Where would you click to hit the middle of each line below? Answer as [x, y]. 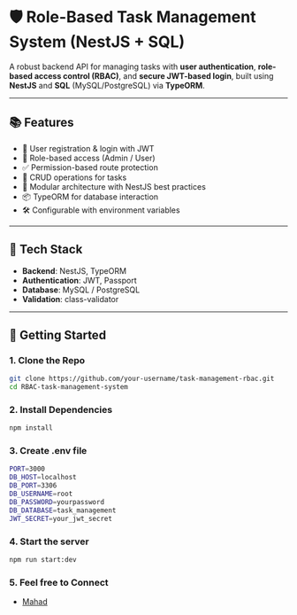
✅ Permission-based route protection [90, 167]
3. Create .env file [48, 451]
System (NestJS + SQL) [97, 42]
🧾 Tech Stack [46, 249]
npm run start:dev [43, 559]
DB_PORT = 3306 [33, 486]
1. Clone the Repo [47, 360]
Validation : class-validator [70, 299]
